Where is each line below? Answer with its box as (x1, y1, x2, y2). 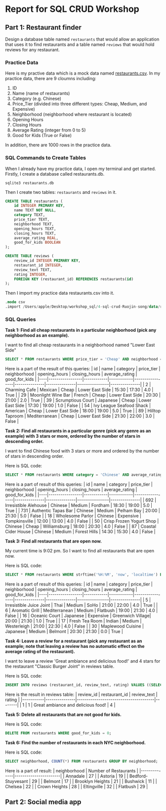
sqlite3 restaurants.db (5, 180, 54, 185)
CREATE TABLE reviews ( (5, 254, 54, 259)
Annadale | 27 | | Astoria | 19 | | (65, 773, 128, 779)
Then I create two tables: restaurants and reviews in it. (5, 189, 117, 195)
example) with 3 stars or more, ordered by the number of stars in (5, 433, 141, 439)
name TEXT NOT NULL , (14, 208, 56, 213)
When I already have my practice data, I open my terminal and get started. (5, 166, 156, 172)
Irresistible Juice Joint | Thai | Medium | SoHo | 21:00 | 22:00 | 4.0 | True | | (5, 602, 158, 608)
